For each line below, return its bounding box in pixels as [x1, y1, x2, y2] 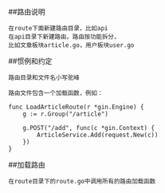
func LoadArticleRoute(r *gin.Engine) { [8, 103, 145, 111]
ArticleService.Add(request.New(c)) [37, 131, 159, 139]
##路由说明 [8, 7, 45, 16]
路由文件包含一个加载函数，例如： [8, 89, 104, 97]
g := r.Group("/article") [22, 110, 109, 118]
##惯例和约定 [8, 57, 53, 65]
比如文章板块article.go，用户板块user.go [8, 41, 135, 49]
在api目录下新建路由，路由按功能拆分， [8, 33, 120, 41]
